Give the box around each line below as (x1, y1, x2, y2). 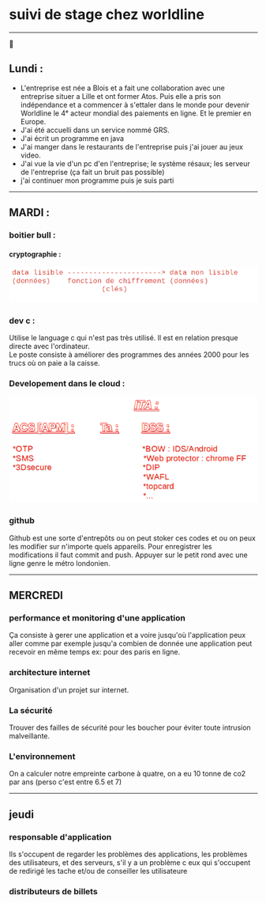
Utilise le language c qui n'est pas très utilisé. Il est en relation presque (9, 333, 238, 343)
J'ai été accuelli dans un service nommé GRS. (20, 125, 170, 135)
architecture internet (9, 667, 91, 678)
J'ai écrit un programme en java (20, 133, 125, 143)
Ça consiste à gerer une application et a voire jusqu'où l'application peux (9, 631, 246, 640)
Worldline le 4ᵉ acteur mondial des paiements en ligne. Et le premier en (20, 108, 252, 118)
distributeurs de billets (9, 886, 98, 897)
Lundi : (9, 62, 43, 76)
